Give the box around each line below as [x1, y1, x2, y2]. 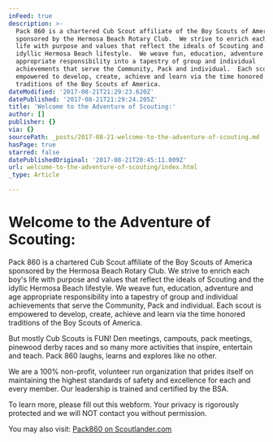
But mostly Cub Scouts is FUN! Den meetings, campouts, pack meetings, [8, 333, 253, 343]
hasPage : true [8, 140, 57, 149]
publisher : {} [8, 118, 57, 126]
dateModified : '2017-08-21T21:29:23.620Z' [8, 87, 154, 96]
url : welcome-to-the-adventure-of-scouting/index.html [8, 164, 198, 172]
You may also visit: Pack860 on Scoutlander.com [8, 424, 172, 434]
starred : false [8, 148, 60, 156]
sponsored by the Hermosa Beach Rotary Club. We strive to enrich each [8, 265, 250, 275]
